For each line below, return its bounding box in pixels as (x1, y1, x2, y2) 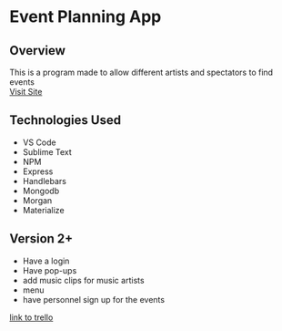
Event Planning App (9, 6, 162, 27)
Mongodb (22, 185, 60, 196)
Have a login (22, 255, 70, 266)
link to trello (9, 312, 54, 323)
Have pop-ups (22, 264, 77, 275)
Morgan (22, 194, 53, 206)
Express (22, 166, 54, 177)
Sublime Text (22, 146, 73, 157)
